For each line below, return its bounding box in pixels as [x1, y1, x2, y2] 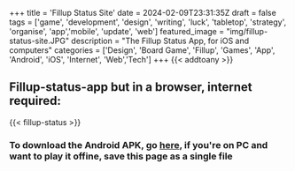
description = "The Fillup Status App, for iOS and [70, 35, 250, 46]
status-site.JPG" [9, 35, 69, 46]
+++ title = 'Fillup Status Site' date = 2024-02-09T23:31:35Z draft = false [9, 8, 276, 18]
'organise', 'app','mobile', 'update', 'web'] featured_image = [9, 26, 224, 36]
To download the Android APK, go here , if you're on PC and [9, 138, 268, 151]
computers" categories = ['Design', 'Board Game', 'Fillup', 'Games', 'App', [9, 45, 276, 56]
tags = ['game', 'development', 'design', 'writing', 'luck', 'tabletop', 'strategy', [9, 17, 287, 27]
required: [9, 93, 62, 108]
